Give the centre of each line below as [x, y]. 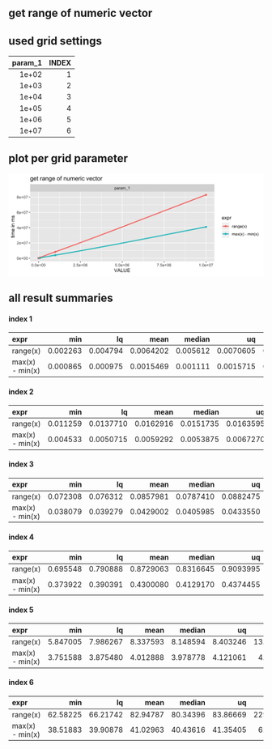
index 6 [21, 683]
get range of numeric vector [81, 13]
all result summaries [61, 298]
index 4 [21, 537]
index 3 [21, 464]
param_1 [27, 62]
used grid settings [55, 41]
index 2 [21, 391]
